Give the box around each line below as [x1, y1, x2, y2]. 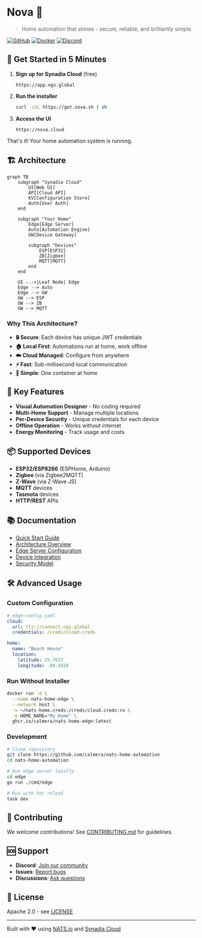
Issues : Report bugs [15, 868, 67, 876]
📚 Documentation [7, 515, 77, 525]
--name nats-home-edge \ [12, 696, 74, 702]
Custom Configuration [7, 599, 74, 608]
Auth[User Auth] [28, 201, 69, 207]
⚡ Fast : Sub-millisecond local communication [15, 361, 128, 368]
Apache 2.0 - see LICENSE [7, 908, 73, 915]
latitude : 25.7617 [17, 657, 64, 663]
